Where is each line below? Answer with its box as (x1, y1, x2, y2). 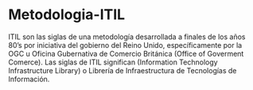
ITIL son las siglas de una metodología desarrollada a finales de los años (8, 32, 246, 41)
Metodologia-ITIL (8, 6, 126, 24)
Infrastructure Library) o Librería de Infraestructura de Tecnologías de (8, 65, 237, 75)
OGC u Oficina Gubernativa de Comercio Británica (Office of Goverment (8, 49, 244, 58)
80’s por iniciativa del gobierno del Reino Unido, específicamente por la (8, 40, 243, 49)
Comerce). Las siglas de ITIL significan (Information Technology (8, 57, 218, 67)
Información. (8, 74, 50, 84)
